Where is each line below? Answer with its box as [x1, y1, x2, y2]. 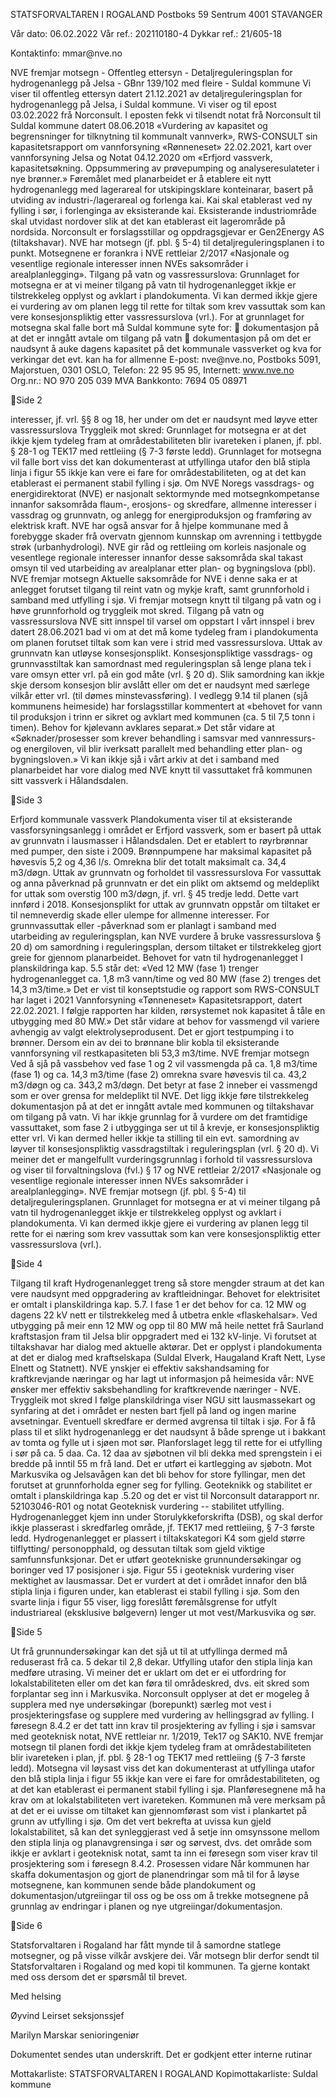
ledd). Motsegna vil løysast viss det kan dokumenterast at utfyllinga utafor [10, 1762, 315, 1774]
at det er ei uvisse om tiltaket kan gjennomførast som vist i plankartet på [10, 1805, 308, 1816]
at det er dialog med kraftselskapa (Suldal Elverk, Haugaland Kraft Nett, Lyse [10, 1352, 326, 1363]
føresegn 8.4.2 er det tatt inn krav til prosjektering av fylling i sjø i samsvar [10, 1720, 316, 1731]
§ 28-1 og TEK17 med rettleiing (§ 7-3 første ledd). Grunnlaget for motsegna [10, 445, 322, 457]
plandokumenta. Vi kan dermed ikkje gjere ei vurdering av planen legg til [10, 1217, 309, 1229]
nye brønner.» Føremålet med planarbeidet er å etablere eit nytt [10, 173, 272, 184]
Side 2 [16, 394, 43, 406]
